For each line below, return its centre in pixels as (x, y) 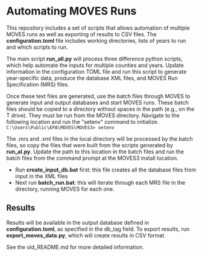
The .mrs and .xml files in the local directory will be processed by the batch (99, 139)
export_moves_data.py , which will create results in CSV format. (86, 235)
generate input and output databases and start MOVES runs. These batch (97, 102)
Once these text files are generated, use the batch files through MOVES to (98, 96)
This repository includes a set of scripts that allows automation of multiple (98, 28)
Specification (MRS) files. (38, 84)
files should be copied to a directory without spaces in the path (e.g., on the (100, 109)
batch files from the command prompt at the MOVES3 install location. (92, 158)
